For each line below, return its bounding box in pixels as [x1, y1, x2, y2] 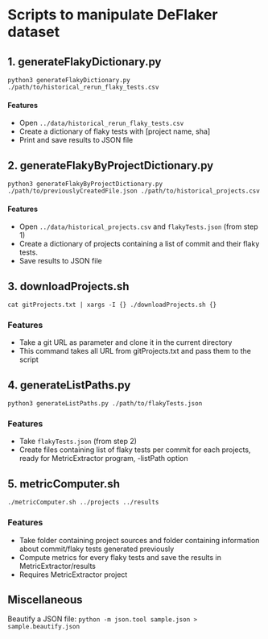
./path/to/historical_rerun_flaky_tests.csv [7, 83, 159, 91]
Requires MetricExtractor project [19, 570, 128, 579]
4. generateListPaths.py [7, 378, 131, 392]
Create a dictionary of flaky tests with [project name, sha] [19, 127, 211, 136]
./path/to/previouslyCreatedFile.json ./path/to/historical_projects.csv [7, 187, 261, 195]
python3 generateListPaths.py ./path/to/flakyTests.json [7, 400, 203, 408]
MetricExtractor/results [19, 561, 97, 571]
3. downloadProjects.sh [7, 280, 130, 293]
